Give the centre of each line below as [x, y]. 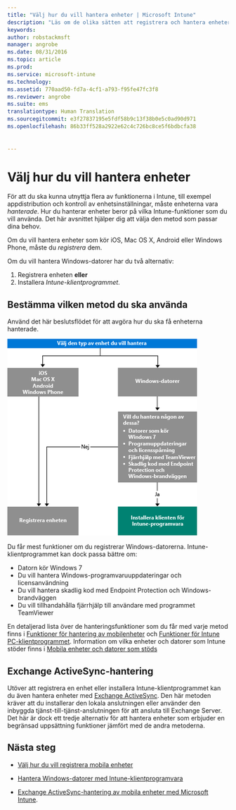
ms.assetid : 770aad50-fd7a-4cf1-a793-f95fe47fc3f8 [83, 89]
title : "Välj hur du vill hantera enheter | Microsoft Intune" [102, 15]
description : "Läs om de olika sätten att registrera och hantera [106, 22]
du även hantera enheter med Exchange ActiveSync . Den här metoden [109, 696]
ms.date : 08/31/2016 [38, 52]
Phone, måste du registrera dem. [55, 247]
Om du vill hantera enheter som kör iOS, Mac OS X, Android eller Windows [115, 240]
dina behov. [24, 226]
